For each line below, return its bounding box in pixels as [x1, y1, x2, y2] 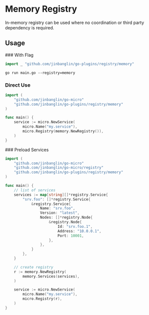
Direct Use [5, 82, 31, 89]
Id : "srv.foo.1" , [57, 224, 93, 229]
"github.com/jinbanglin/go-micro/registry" [14, 165, 104, 170]
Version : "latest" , [40, 210, 80, 216]
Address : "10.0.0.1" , [57, 228, 102, 233]
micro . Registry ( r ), [22, 296, 63, 301]
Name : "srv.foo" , [40, 206, 76, 211]
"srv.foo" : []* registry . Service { [22, 197, 91, 202]
